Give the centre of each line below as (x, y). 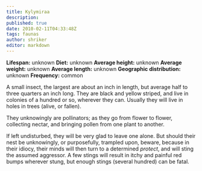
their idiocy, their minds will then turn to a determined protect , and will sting (100, 149)
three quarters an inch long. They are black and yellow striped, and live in (97, 93)
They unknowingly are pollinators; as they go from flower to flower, (90, 117)
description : (23, 17)
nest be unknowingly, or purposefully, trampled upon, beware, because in (98, 142)
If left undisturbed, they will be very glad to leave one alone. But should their (101, 135)
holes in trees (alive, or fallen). (44, 106)
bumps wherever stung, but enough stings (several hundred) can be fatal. (98, 161)
